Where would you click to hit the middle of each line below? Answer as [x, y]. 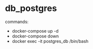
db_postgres [31, 8]
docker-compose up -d [35, 31]
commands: [17, 22]
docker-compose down [35, 36]
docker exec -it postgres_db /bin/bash [50, 41]
